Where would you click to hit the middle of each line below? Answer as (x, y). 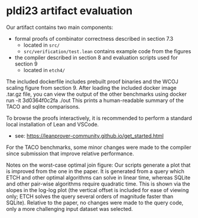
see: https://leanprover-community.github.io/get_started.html (89, 136)
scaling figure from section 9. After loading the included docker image (91, 87)
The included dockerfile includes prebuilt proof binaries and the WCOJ (92, 82)
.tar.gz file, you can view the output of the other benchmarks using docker (97, 94)
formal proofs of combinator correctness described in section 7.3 (94, 38)
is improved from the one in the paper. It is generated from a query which (95, 171)
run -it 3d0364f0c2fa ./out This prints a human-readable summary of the (95, 100)
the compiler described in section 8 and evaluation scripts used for (96, 57)
